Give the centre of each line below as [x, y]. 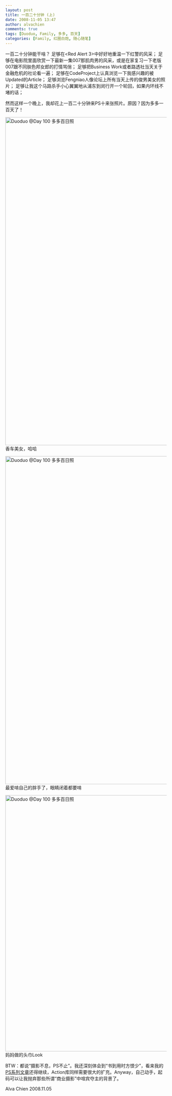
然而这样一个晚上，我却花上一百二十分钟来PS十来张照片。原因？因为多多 [82, 103]
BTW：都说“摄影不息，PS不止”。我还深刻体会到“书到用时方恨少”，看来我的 [84, 1065]
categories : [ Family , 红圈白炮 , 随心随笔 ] [48, 39]
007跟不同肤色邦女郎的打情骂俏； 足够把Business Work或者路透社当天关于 [84, 67]
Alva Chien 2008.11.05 [29, 1089]
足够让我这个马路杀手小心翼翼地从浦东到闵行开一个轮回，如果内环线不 [89, 86]
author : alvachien [25, 24]
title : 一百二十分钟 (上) [30, 15]
